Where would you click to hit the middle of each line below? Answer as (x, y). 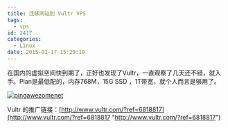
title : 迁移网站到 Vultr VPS (47, 13)
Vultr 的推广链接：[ (34, 109)
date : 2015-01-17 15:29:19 (46, 53)
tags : (15, 20)
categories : (24, 39)
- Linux (25, 46)
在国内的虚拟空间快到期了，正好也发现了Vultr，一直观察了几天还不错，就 (111, 73)
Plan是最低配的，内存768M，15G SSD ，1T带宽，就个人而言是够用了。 (120, 81)
